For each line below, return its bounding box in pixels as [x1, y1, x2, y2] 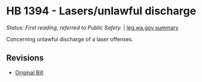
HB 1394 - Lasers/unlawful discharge [6, 4, 197, 18]
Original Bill [14, 69, 44, 76]
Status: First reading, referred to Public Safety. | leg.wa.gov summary [6, 24, 179, 31]
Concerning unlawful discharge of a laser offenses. [6, 35, 134, 42]
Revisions [6, 53, 44, 63]
